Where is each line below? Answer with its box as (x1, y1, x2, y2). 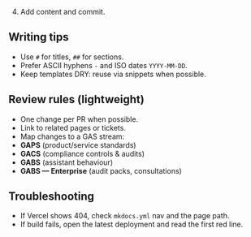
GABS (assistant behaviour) (19, 157, 114, 167)
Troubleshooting (8, 190, 95, 204)
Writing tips (8, 30, 69, 44)
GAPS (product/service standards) (19, 140, 136, 149)
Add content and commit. (19, 7, 106, 16)
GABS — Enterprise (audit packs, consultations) (19, 166, 183, 175)
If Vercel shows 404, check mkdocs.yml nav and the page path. (19, 211, 230, 221)
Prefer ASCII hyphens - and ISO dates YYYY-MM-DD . (19, 60, 188, 70)
